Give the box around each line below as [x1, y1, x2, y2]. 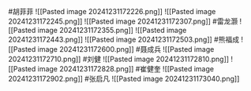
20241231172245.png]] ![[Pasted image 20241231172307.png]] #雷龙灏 [8, 16, 238, 26]
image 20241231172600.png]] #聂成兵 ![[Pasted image [37, 45, 215, 53]
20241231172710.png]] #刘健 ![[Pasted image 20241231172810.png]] [8, 54, 230, 64]
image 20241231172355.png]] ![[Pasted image [37, 26, 187, 35]
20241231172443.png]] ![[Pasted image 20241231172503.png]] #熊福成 [8, 35, 239, 44]
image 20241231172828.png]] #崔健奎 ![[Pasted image [37, 64, 215, 73]
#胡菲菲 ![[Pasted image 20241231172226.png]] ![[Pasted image [8, 7, 216, 16]
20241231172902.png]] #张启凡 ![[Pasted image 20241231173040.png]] [8, 74, 240, 83]
